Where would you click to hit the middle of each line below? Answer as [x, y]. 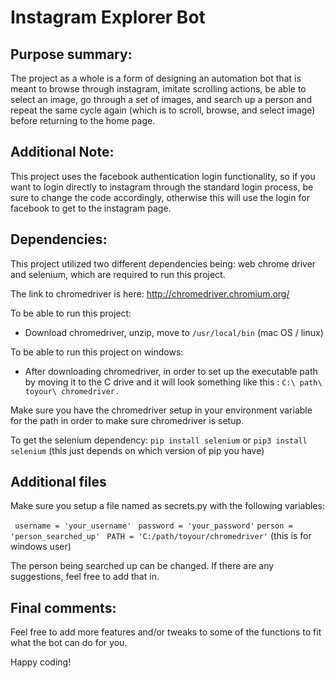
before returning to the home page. [83, 120]
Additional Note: [62, 152]
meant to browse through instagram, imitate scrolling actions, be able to [158, 89]
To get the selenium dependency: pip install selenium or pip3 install [159, 440]
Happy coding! [41, 662]
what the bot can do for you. [69, 643]
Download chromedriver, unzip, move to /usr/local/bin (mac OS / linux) [174, 332]
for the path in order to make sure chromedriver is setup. [127, 420]
